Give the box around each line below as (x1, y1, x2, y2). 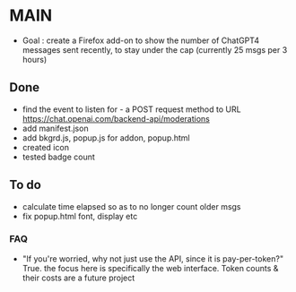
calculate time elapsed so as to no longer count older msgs (22, 201, 241, 211)
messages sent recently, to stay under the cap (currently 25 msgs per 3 (22, 44, 288, 55)
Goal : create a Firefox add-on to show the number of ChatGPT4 (22, 35, 260, 46)
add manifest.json (22, 123, 89, 133)
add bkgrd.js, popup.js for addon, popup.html (22, 132, 190, 143)
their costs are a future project (22, 272, 135, 283)
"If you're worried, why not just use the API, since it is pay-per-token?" (22, 253, 284, 264)
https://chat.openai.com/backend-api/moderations (22, 113, 211, 124)
